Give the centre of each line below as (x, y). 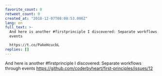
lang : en (14, 23)
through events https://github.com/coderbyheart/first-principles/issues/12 (79, 68)
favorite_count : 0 (24, 9)
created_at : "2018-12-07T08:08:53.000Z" (47, 18)
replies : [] (17, 49)
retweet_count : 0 (23, 14)
